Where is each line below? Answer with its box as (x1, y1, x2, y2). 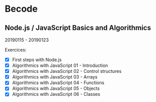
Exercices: (5, 47, 26, 53)
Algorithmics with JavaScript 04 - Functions (12, 80, 105, 86)
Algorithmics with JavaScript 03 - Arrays (12, 74, 98, 80)
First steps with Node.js (12, 57, 62, 63)
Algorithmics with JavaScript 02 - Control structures (12, 68, 122, 74)
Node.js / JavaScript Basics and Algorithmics (5, 23, 151, 32)
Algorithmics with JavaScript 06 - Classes (12, 91, 100, 97)
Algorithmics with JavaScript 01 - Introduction (12, 62, 108, 69)
